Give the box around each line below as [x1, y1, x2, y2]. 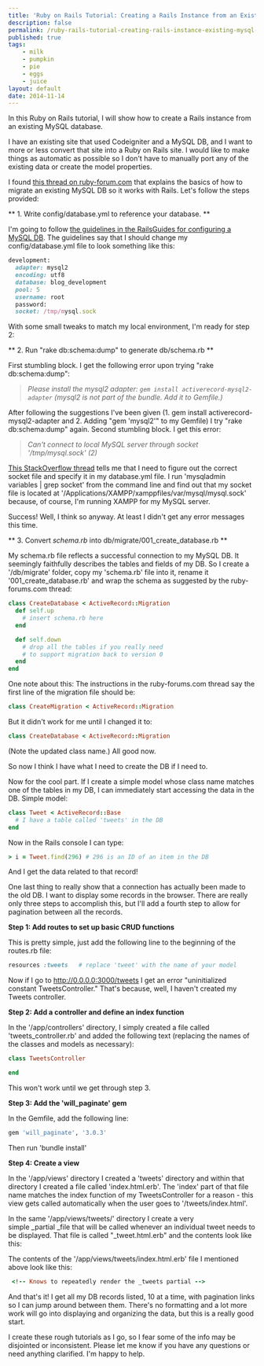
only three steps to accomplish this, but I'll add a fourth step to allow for [8, 899, 241, 908]
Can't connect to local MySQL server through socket [27, 440, 199, 449]
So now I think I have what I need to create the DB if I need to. [8, 761, 208, 771]
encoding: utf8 [15, 271, 65, 279]
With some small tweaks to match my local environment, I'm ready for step [8, 322, 250, 331]
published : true [8, 33, 61, 42]
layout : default [8, 84, 61, 93]
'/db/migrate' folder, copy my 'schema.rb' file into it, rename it [8, 568, 209, 577]
